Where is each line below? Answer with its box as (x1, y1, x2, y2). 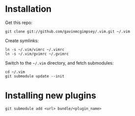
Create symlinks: (5, 38, 39, 44)
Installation (5, 3, 52, 15)
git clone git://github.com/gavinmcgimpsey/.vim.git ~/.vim (5, 29, 131, 34)
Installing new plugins (5, 90, 96, 101)
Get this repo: (5, 20, 33, 25)
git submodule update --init (5, 73, 65, 79)
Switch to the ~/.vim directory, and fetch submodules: (5, 60, 114, 66)
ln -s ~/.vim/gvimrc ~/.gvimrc (5, 51, 69, 56)
